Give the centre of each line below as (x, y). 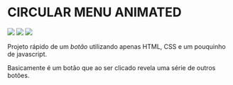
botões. (18, 75)
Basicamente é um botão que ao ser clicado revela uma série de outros (112, 67)
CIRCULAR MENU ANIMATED (95, 12)
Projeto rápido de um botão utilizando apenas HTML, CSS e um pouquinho (116, 46)
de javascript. (27, 54)
